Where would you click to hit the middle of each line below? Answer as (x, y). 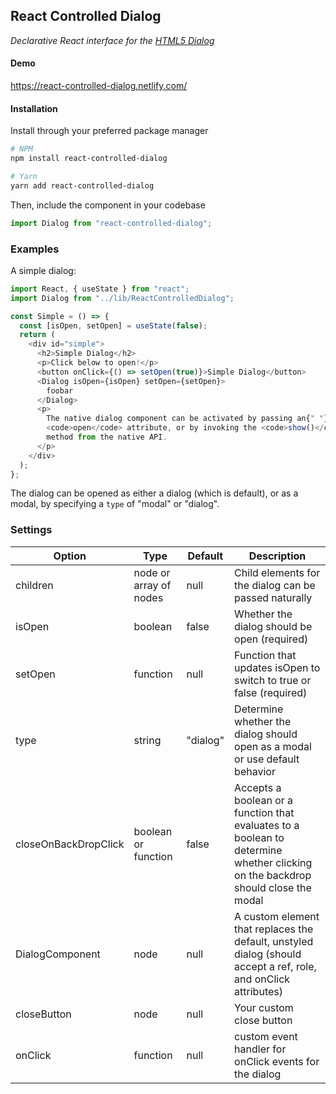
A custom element (277, 916)
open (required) (271, 639)
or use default (267, 759)
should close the (273, 887)
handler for (260, 1049)
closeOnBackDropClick (70, 844)
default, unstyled (274, 941)
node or (152, 572)
